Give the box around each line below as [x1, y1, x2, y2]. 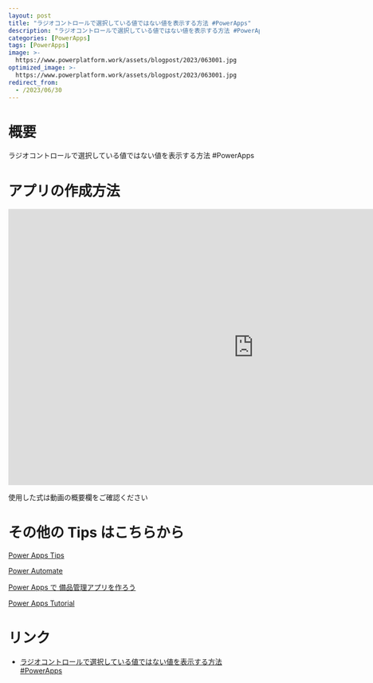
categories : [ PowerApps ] [8, 34, 91, 42]
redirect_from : [8, 78, 59, 86]
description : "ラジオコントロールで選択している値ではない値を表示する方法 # [8, 26, 238, 34]
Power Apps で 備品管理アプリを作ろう [8, 582, 136, 592]
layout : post [8, 11, 52, 20]
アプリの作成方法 [8, 181, 121, 200]
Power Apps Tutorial [8, 598, 75, 608]
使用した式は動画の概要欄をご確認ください [8, 493, 148, 502]
